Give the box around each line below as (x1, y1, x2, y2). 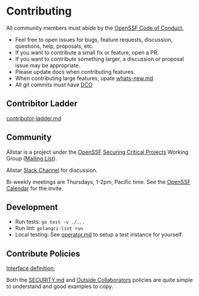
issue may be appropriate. (15, 62, 80, 69)
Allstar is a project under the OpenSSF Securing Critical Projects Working (6, 148, 189, 156)
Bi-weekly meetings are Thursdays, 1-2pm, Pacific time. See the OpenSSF (6, 178, 191, 185)
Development (6, 202, 59, 212)
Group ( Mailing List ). (6, 154, 57, 162)
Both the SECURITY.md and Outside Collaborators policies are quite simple (6, 277, 194, 284)
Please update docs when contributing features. (15, 68, 135, 75)
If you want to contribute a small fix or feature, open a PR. (15, 48, 159, 56)
